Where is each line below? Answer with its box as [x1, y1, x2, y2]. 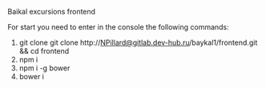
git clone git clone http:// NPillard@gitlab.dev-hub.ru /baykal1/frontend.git [18, 38, 258, 47]
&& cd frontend [18, 46, 70, 55]
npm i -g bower [18, 63, 71, 73]
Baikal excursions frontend [7, 7, 96, 16]
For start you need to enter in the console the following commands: [7, 22, 229, 31]
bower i [18, 72, 45, 81]
